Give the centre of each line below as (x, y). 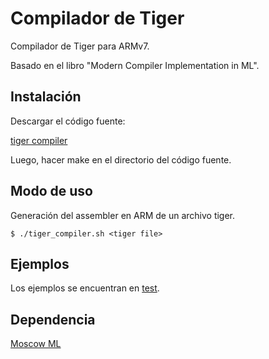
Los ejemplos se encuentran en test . (85, 288)
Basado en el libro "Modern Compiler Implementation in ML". (135, 65)
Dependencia (53, 319)
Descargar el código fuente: (68, 121)
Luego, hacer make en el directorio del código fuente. (121, 159)
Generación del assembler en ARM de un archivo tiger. (123, 215)
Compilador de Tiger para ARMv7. (80, 46)
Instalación (46, 97)
